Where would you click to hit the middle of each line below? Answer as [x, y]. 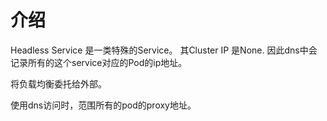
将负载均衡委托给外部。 [58, 83]
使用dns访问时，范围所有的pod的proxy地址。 [103, 105]
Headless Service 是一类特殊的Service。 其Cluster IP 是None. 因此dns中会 [164, 50]
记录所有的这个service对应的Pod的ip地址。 [99, 62]
